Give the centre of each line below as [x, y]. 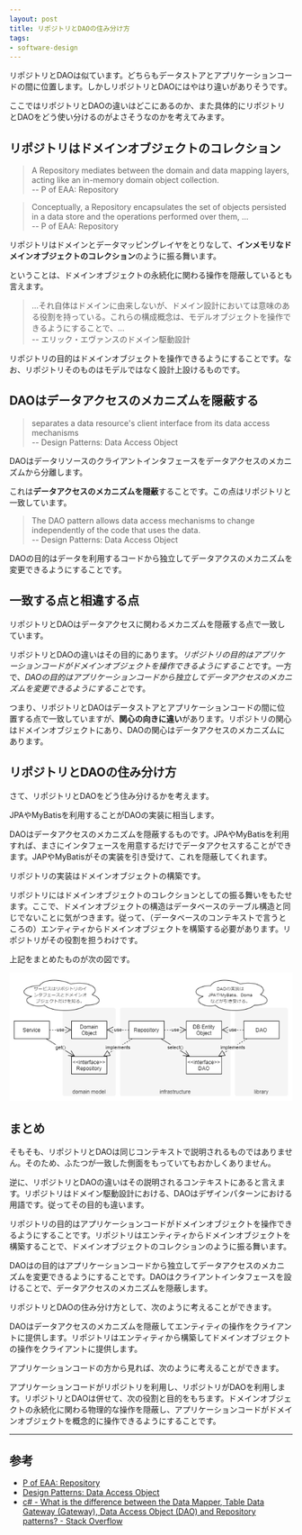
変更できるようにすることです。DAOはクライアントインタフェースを [159, 1277]
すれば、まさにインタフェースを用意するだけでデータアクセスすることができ [151, 845]
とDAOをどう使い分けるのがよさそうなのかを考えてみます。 [119, 117]
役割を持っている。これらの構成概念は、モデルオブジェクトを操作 [161, 317]
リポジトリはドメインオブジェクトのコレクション [145, 148]
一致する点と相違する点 [74, 600]
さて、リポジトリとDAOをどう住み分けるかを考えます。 [111, 795]
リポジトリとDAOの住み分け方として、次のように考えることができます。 [143, 1307]
